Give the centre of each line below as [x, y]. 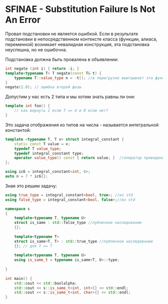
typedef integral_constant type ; [49, 153]
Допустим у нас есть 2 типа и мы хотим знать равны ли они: [70, 97]
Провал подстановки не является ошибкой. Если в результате [72, 34]
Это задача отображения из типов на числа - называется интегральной [82, 125]
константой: [18, 130]
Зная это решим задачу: [31, 186]
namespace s [17, 209]
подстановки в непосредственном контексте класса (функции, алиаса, [81, 39]
